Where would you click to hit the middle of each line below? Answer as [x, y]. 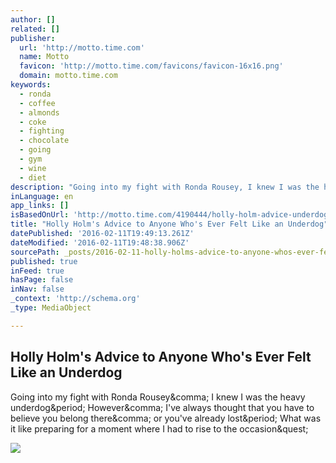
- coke [33, 122]
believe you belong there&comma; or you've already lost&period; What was [166, 418]
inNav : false [37, 289]
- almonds [39, 112]
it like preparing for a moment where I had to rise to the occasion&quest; [159, 428]
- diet [33, 177]
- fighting [42, 131]
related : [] [35, 29]
